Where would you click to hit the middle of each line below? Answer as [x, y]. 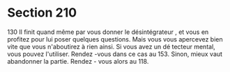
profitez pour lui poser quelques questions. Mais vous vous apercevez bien [115, 39]
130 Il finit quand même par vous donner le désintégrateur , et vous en [108, 32]
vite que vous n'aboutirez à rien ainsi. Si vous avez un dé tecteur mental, [112, 46]
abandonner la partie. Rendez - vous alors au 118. [78, 61]
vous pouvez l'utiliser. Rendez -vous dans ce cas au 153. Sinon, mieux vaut [115, 54]
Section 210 [42, 13]
